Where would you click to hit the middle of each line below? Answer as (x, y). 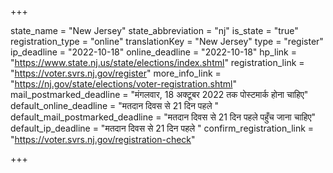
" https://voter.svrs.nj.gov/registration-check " (103, 139)
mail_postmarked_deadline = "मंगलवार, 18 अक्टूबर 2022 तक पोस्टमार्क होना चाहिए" (159, 94)
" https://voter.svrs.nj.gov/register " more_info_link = (116, 73)
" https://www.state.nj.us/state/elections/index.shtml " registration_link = (157, 62)
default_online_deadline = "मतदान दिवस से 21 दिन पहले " (115, 105)
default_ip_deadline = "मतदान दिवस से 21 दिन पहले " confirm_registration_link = (162, 128)
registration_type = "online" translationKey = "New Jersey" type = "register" (167, 41)
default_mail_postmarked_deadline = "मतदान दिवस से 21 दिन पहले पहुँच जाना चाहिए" (163, 117)
